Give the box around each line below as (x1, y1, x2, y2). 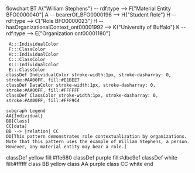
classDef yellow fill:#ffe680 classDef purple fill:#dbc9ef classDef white (6, 154, 177, 161)
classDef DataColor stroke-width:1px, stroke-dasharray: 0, (6, 82, 156, 88)
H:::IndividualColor (8, 52, 59, 57)
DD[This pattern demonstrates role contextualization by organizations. (6, 134, 187, 140)
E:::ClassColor (8, 67, 46, 73)
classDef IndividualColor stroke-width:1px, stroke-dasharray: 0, (6, 72, 172, 78)
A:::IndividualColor (8, 41, 59, 47)
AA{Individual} (6, 113, 43, 119)
